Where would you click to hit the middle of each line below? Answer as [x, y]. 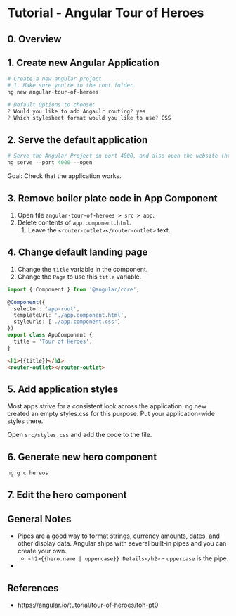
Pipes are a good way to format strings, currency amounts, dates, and [118, 536]
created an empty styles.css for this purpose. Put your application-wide [111, 414]
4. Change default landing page [78, 252]
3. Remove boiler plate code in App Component [112, 198]
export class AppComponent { [50, 335]
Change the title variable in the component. [83, 269]
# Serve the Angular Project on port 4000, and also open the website [113, 156]
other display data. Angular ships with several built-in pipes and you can [122, 543]
